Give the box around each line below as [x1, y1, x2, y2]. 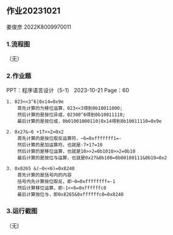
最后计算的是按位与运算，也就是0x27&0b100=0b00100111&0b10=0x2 [17, 155, 168, 161]
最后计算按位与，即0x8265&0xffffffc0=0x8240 [17, 192, 124, 198]
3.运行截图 [6, 207, 38, 215]
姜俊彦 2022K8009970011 [6, 23, 71, 31]
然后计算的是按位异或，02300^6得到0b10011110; [17, 112, 126, 118]
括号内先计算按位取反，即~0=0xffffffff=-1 [17, 179, 116, 185]
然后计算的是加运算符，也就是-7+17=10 [17, 142, 103, 148]
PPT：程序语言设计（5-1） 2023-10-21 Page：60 [6, 87, 130, 94]
